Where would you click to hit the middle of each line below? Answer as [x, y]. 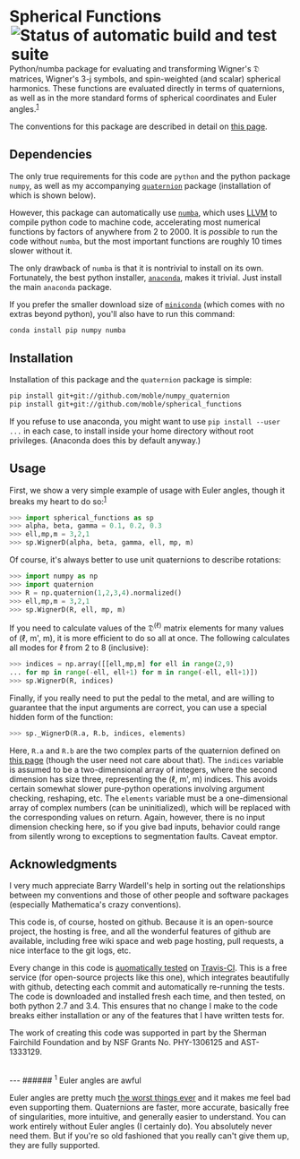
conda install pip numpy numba [68, 330]
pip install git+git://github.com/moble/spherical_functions [126, 405]
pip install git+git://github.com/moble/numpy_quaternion [120, 396]
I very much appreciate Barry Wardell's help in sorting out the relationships [147, 886]
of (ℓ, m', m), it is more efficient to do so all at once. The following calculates [150, 639]
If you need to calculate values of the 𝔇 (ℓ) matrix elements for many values [147, 627]
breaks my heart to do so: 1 [58, 501]
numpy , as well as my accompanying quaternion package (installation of [140, 185]
